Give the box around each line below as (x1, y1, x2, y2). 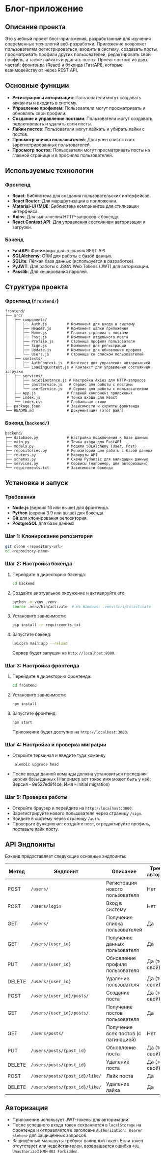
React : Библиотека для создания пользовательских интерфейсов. (12, 193, 151, 198)
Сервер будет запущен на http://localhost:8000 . (12, 650, 115, 656)
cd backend (12, 581, 35, 586)
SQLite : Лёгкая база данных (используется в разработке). (12, 258, 135, 264)
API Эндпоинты (5, 840, 55, 849)
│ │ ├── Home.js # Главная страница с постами (5, 330, 129, 336)
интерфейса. (12, 208, 39, 214)
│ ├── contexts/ (5, 356, 43, 361)
